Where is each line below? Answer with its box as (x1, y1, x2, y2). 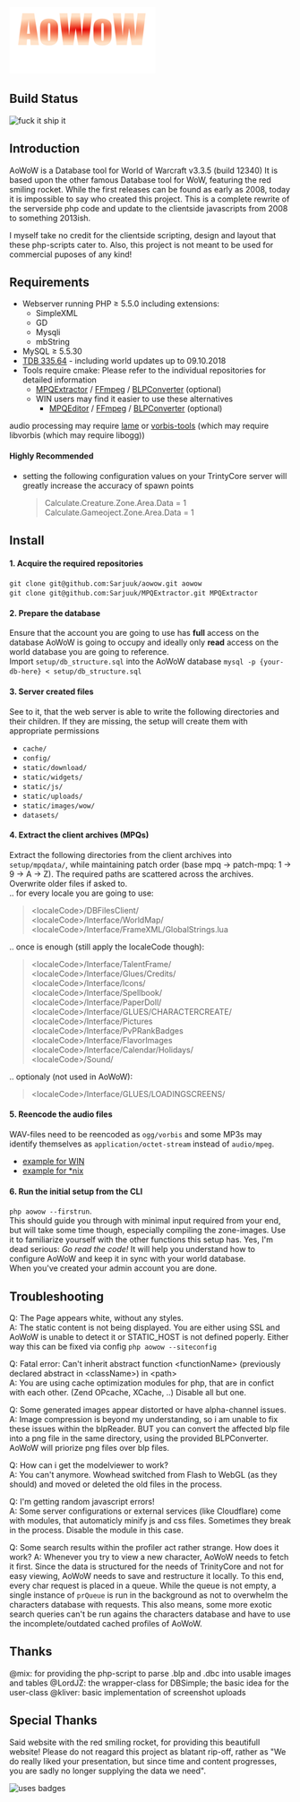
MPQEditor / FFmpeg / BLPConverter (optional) (48, 403, 223, 414)
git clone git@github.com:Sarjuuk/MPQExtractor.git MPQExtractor (9, 589, 258, 598)
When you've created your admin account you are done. (9, 1263, 218, 1274)
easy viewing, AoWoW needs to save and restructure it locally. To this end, (9, 1571, 285, 1582)
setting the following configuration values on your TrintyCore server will (21, 470, 287, 481)
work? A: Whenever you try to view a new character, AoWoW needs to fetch (9, 1552, 289, 1563)
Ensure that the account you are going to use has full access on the (9, 628, 260, 639)
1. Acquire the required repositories (9, 558, 143, 569)
